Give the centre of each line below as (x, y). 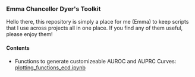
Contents (18, 48)
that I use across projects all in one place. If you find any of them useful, (95, 28)
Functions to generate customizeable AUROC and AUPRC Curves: (95, 61)
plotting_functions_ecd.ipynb (50, 68)
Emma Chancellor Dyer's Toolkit (54, 9)
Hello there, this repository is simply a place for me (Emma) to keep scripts (97, 22)
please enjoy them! (29, 34)
